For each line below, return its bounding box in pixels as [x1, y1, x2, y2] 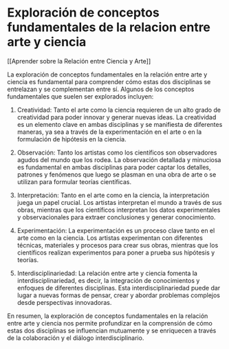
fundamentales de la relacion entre [7, 19, 211, 35]
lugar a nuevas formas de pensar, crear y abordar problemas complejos [17, 291, 221, 299]
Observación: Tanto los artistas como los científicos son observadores [17, 148, 217, 157]
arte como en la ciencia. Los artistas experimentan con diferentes [17, 233, 203, 242]
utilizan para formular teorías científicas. [17, 177, 132, 186]
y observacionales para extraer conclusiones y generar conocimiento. [17, 212, 216, 221]
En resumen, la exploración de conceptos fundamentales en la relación [7, 312, 208, 320]
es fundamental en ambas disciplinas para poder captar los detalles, [17, 163, 211, 171]
